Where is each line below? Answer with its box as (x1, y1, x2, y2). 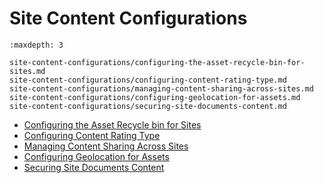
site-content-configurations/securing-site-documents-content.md (9, 101, 287, 111)
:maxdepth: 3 (9, 40, 64, 50)
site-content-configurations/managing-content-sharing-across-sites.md (9, 83, 314, 94)
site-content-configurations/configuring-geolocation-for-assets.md (9, 92, 301, 102)
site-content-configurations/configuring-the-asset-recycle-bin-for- (9, 57, 306, 67)
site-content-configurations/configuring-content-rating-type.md (9, 75, 287, 85)
